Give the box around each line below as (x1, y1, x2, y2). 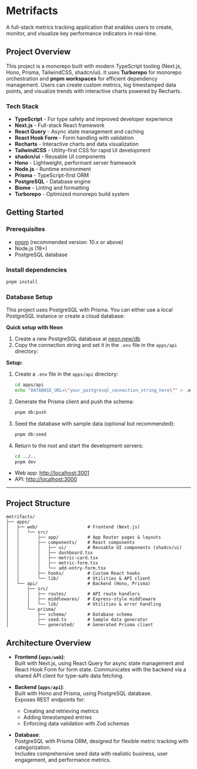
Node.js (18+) (14, 245, 48, 252)
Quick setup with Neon (6, 324, 63, 331)
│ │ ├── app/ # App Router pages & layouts (6, 534, 161, 540)
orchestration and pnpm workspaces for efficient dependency (6, 75, 158, 82)
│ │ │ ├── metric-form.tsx (6, 560, 98, 566)
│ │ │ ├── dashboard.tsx (6, 550, 93, 556)
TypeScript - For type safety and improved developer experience (14, 116, 173, 123)
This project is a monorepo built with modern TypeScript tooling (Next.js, (6, 62, 182, 69)
